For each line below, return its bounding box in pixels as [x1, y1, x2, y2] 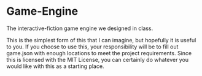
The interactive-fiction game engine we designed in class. [6, 25, 153, 32]
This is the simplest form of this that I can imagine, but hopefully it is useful [6, 36, 196, 44]
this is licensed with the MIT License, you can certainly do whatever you [6, 56, 189, 63]
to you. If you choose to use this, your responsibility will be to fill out [6, 43, 179, 50]
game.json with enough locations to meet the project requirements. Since [6, 49, 192, 56]
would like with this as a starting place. [6, 63, 104, 70]
